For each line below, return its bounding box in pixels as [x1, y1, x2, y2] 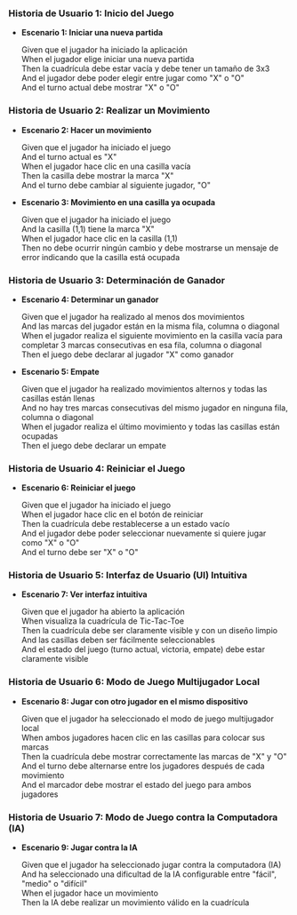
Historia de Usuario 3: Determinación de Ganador [8, 274, 226, 286]
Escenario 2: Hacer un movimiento [20, 124, 152, 135]
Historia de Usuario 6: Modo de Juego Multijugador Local [8, 676, 261, 688]
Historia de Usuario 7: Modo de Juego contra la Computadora [8, 811, 278, 823]
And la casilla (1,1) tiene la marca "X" [20, 223, 155, 234]
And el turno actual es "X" [20, 151, 117, 162]
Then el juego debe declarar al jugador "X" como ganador [20, 349, 235, 360]
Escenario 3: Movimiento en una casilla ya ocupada [20, 196, 215, 207]
